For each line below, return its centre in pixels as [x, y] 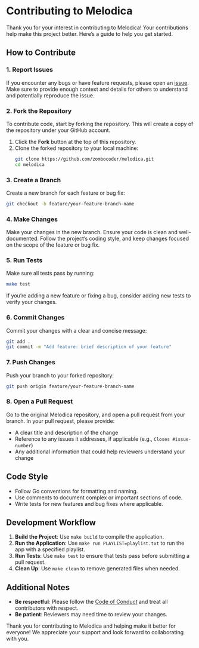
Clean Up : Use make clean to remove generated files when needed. [97, 569]
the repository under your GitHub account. [58, 130]
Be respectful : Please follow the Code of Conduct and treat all [91, 602]
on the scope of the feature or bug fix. [53, 245]
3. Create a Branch [34, 180]
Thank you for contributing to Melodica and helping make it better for [91, 626]
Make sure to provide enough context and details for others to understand [97, 89]
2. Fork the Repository [39, 110]
